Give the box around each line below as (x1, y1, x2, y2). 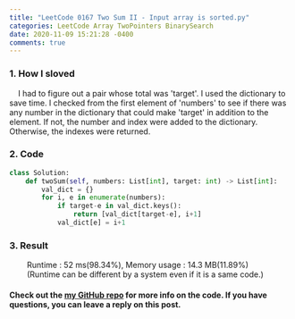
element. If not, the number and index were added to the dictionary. (9, 116, 258, 127)
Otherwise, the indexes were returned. (9, 126, 151, 137)
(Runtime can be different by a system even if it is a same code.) (26, 269, 264, 280)
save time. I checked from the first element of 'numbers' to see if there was (9, 97, 287, 108)
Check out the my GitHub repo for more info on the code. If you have (9, 290, 268, 300)
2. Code (9, 148, 45, 161)
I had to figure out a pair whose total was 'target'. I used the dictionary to (17, 88, 286, 98)
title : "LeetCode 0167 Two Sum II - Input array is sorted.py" (9, 13, 250, 22)
